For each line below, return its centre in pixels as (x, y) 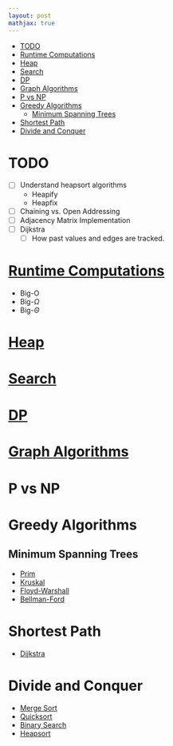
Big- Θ (29, 310)
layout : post (30, 16)
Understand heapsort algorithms (73, 185)
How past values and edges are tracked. (98, 238)
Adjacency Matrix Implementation (75, 220)
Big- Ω (29, 301)
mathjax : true (32, 23)
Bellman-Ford (42, 599)
